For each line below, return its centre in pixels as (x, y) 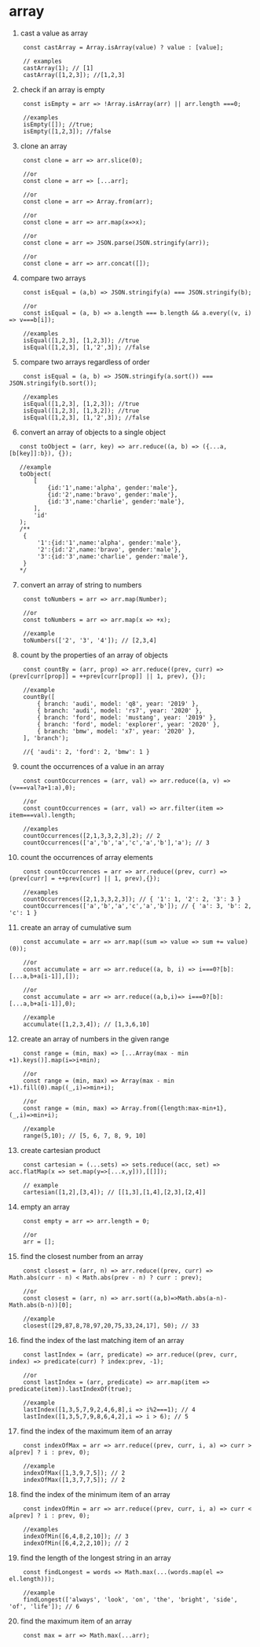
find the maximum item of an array (76, 1621)
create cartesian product (60, 1150)
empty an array (45, 1206)
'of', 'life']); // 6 (44, 1606)
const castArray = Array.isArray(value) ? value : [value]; (123, 47)
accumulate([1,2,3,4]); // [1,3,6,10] (86, 1024)
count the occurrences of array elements (87, 857)
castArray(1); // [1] (58, 68)
